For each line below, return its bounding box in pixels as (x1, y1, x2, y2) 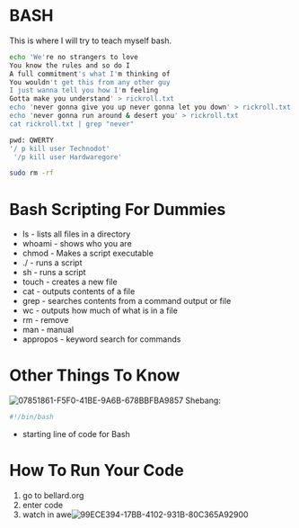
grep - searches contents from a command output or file (22, 296, 232, 307)
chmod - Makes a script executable (22, 248, 154, 259)
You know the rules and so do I (9, 60, 130, 70)
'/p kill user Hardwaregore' (13, 152, 123, 162)
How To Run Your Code (9, 461, 184, 481)
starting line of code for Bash (22, 429, 130, 440)
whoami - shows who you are (22, 238, 132, 249)
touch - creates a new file (22, 276, 119, 288)
